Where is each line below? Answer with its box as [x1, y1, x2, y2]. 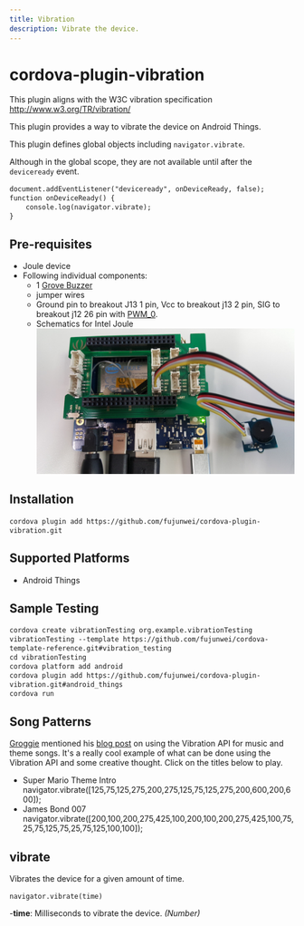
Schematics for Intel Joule [35, 318, 134, 330]
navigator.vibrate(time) [9, 892, 103, 902]
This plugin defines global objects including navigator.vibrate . [9, 139, 245, 150]
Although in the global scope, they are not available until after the [9, 157, 252, 168]
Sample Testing [9, 601, 100, 616]
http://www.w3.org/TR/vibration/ [9, 104, 131, 115]
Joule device [22, 261, 71, 272]
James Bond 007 [22, 804, 87, 815]
